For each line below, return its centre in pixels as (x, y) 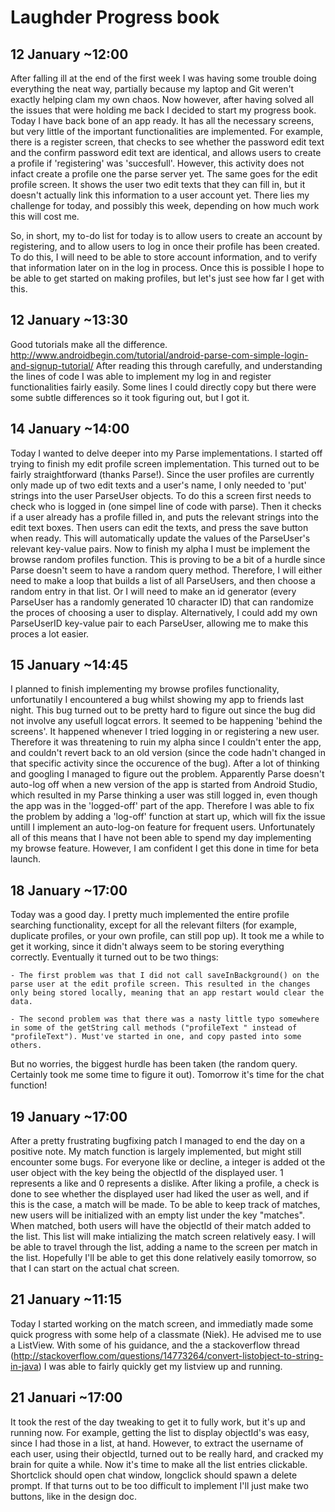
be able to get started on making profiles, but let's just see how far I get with (167, 278)
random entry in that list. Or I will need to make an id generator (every (153, 591)
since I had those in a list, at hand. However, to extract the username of (157, 1443)
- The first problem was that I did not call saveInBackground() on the (165, 976)
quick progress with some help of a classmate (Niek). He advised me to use (166, 1334)
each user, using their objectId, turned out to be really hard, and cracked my (167, 1453)
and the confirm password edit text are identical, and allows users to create (166, 152)
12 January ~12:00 (69, 54)
